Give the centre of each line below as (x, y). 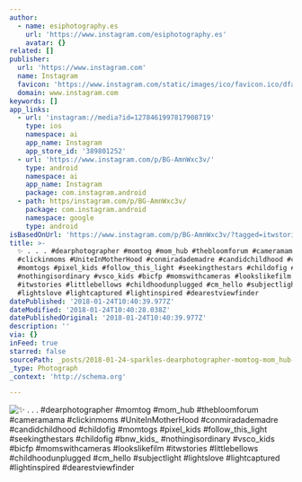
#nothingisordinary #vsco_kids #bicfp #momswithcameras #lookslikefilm (155, 276)
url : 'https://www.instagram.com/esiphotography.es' (126, 34)
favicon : (34, 84)
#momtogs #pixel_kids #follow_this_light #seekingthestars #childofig (152, 268)
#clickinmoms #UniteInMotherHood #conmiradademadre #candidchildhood (150, 260)
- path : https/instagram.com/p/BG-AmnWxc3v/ (102, 202)
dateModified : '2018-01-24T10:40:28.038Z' (90, 310)
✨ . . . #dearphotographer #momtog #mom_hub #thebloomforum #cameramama (157, 251)
